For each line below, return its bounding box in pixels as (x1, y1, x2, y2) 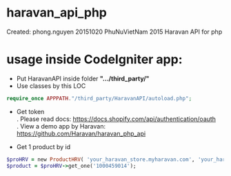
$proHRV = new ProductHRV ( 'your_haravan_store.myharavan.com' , (6, 156, 195, 163)
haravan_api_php (6, 5, 108, 21)
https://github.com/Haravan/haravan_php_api (16, 129, 146, 137)
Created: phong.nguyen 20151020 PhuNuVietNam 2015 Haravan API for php (6, 27, 223, 36)
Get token (16, 107, 45, 115)
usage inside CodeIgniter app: (6, 52, 183, 67)
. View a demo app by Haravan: (16, 122, 106, 130)
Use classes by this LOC (16, 81, 86, 90)
